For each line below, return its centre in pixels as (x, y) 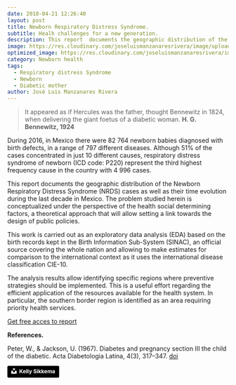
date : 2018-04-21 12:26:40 (47, 14)
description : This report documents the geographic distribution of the (118, 40)
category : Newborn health (45, 60)
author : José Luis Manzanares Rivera (63, 92)
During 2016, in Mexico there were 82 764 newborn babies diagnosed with (115, 140)
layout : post (26, 20)
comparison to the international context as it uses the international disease (115, 257)
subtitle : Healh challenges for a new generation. (83, 33)
